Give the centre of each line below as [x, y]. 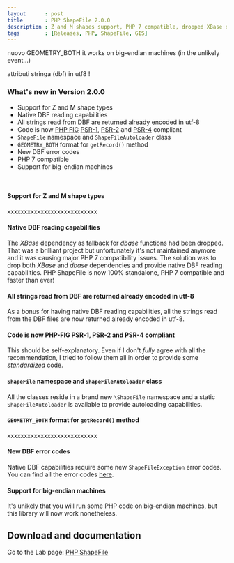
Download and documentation [74, 535]
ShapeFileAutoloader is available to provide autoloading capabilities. [105, 404]
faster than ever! [31, 280]
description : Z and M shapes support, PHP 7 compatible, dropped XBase [115, 27]
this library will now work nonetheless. [62, 513]
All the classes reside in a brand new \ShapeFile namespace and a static [111, 397]
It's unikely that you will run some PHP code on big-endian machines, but [112, 506]
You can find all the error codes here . [61, 474]
